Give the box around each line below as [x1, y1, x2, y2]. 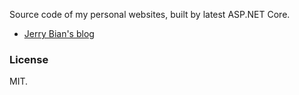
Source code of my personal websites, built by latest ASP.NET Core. [9, 9, 291, 20]
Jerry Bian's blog [23, 28, 95, 39]
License [9, 52, 49, 66]
